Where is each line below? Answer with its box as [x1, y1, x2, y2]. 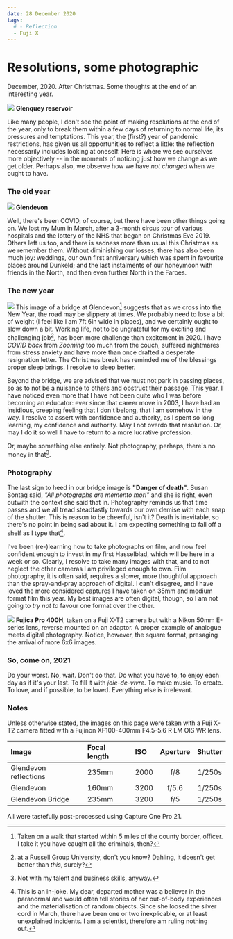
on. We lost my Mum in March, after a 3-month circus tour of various [7, 224, 203, 233]
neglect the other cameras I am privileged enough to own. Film [7, 564, 187, 573]
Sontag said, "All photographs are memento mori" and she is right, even [7, 491, 213, 499]
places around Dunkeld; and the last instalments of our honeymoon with [7, 261, 213, 270]
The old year [7, 187, 51, 197]
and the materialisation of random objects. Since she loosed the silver [17, 902, 217, 911]
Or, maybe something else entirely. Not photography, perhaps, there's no [7, 442, 216, 450]
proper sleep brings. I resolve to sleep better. [7, 363, 136, 372]
